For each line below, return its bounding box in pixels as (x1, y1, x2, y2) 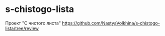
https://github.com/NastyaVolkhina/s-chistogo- (62, 20, 160, 26)
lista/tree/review (5, 25, 39, 31)
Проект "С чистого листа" (5, 20, 61, 26)
